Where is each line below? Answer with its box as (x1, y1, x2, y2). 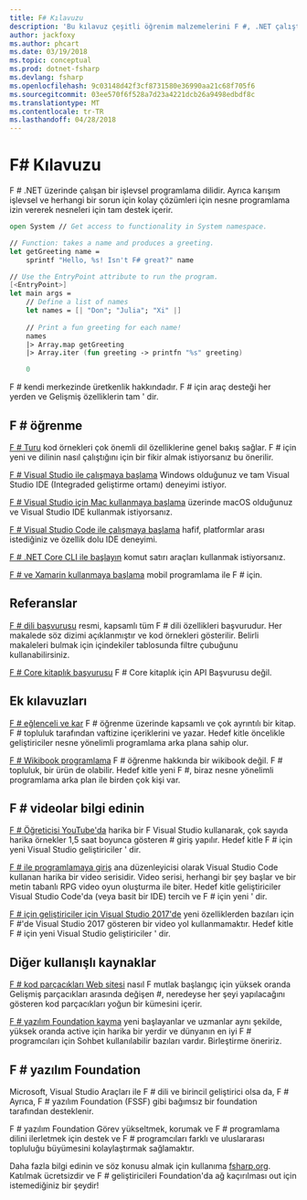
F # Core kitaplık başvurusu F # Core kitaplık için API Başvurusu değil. (9, 666, 272, 677)
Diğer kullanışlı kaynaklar (9, 954, 157, 970)
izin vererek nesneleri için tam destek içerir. (9, 205, 174, 216)
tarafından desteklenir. (9, 1106, 94, 1117)
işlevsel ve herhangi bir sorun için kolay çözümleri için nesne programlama (9, 195, 291, 206)
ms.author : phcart (9, 38, 79, 48)
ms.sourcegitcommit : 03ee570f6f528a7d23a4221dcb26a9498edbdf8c (9, 90, 256, 99)
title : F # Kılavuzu (9, 13, 84, 23)
